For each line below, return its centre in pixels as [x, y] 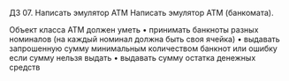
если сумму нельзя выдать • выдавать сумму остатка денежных [133, 58]
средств [25, 67]
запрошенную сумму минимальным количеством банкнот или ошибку [144, 48]
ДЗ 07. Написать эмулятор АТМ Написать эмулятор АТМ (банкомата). [141, 13]
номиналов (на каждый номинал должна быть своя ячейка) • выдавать [144, 39]
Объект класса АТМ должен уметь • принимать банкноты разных [134, 29]
